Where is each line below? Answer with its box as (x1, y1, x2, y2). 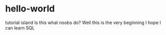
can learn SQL (5, 24, 35, 30)
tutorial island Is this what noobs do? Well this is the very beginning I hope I (5, 19, 161, 25)
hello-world (5, 3, 55, 14)
